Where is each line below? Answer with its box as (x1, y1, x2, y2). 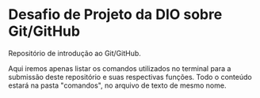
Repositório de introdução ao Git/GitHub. (8, 48, 141, 58)
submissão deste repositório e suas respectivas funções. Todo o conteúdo (8, 72, 252, 81)
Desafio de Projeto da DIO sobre (8, 6, 223, 24)
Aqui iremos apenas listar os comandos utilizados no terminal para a (8, 63, 231, 73)
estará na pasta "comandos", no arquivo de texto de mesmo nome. (8, 81, 227, 90)
